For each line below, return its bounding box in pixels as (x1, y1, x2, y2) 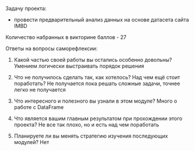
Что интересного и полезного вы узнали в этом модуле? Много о (13, 97, 177, 104)
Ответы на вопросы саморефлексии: (5, 45, 97, 52)
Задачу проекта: (5, 5, 47, 12)
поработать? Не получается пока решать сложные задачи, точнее (13, 80, 180, 87)
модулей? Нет (13, 139, 50, 145)
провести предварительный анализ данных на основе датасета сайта (13, 16, 189, 23)
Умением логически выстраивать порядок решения (13, 62, 144, 69)
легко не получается (13, 86, 66, 93)
